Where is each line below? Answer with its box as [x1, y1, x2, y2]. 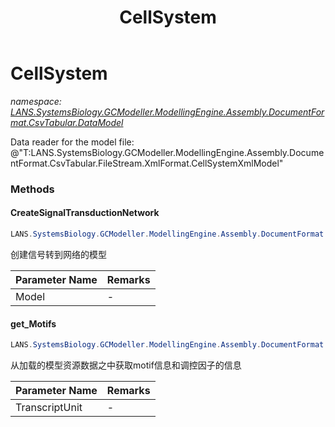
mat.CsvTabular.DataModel [10, 116, 124, 128]
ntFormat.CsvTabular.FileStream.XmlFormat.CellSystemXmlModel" [10, 157, 284, 169]
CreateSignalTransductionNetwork [10, 207, 160, 219]
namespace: [10, 95, 62, 107]
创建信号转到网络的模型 [10, 248, 107, 260]
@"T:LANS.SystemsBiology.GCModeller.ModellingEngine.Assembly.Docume [10, 146, 325, 158]
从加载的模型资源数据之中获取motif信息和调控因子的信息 [10, 359, 242, 371]
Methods [10, 182, 55, 196]
